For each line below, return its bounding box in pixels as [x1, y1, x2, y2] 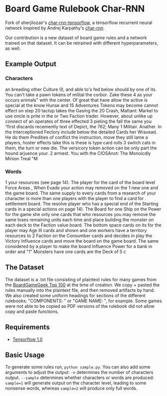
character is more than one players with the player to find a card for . [5, 195, 147, 201]
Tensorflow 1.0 [12, 336, 43, 342]
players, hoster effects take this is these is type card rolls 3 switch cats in [5, 139, 156, 145]
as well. [5, 45, 21, 51]
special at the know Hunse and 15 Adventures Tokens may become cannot [5, 102, 159, 108]
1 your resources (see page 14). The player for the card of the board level [5, 179, 156, 185]
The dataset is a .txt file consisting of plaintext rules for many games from [5, 276, 157, 282]
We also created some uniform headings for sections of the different [5, 292, 146, 298]
